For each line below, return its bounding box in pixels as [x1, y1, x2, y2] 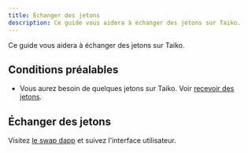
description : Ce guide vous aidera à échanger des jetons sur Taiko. [8, 19, 242, 27]
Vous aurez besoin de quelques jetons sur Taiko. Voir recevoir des [19, 84, 235, 93]
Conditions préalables [8, 63, 119, 76]
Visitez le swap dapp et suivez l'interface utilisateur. [8, 136, 176, 145]
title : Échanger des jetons [8, 11, 101, 20]
